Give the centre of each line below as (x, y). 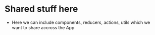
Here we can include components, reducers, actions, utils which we (81, 22)
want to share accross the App (43, 27)
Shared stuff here (41, 9)
